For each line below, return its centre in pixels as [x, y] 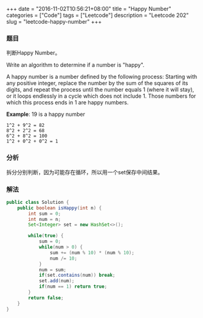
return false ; [46, 298]
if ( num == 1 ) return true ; [73, 287]
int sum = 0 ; [45, 214]
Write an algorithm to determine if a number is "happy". [75, 65]
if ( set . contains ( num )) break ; [77, 276]
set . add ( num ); [57, 281]
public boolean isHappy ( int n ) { [60, 208]
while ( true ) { [46, 236]
